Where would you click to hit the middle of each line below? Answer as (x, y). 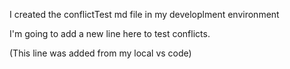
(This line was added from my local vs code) (100, 53)
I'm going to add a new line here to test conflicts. (110, 33)
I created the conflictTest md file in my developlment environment (144, 14)
